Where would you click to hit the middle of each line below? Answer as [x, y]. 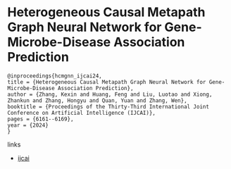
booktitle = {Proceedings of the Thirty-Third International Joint [108, 106]
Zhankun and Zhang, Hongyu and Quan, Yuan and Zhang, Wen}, [98, 100]
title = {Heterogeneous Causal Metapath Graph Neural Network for [107, 82]
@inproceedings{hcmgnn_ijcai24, [55, 76]
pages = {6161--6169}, [40, 119]
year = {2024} [28, 125]
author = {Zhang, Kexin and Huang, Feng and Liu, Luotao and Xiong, [110, 94]
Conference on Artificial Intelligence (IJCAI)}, [82, 113]
